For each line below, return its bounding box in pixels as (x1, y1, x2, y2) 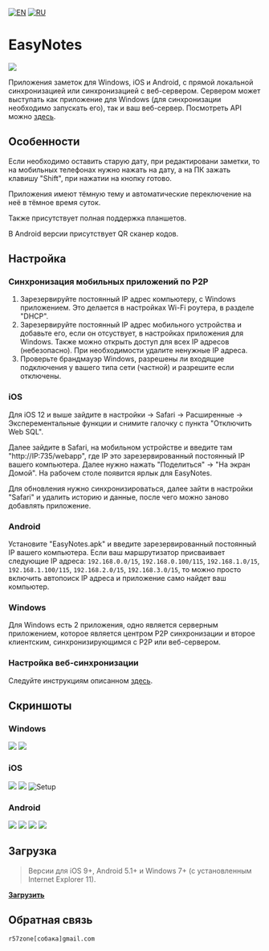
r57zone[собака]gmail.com (8, 934, 95, 943)
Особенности (8, 135, 80, 149)
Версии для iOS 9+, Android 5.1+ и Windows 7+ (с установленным (27, 866, 252, 875)
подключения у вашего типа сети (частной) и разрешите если (19, 363, 234, 373)
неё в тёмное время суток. (8, 197, 101, 207)
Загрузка (8, 845, 57, 858)
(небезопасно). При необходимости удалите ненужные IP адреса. (19, 346, 248, 356)
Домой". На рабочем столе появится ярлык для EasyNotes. (8, 467, 213, 478)
